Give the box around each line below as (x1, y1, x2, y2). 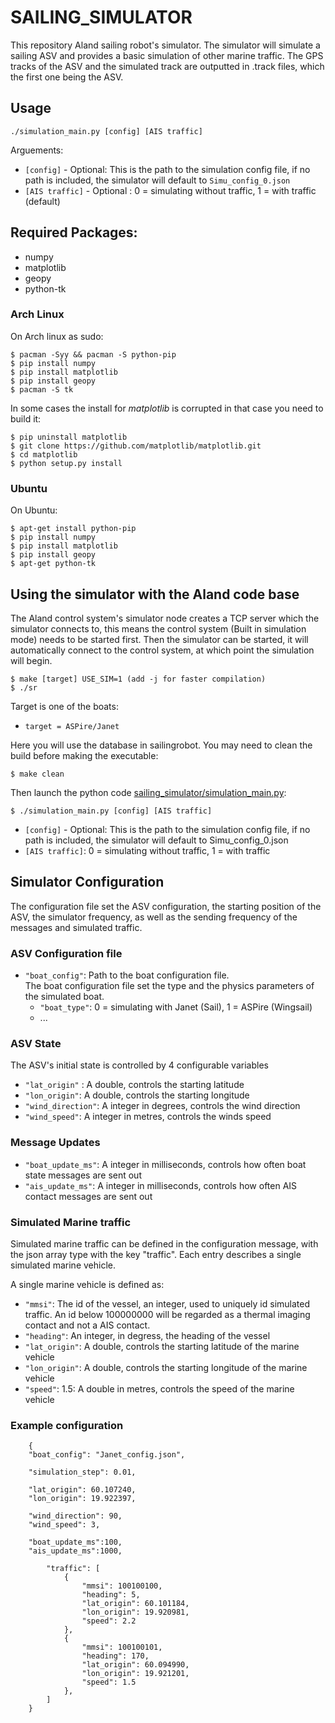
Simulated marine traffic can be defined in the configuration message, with (10, 1237, 319, 1250)
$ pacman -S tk (10, 384, 74, 395)
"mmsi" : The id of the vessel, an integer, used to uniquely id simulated (24, 1297, 311, 1310)
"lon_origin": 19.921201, (81, 1669, 190, 1679)
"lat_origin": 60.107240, (28, 1485, 137, 1495)
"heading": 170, (81, 1651, 150, 1661)
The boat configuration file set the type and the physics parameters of (24, 980, 315, 992)
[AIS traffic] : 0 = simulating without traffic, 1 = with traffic (24, 844, 271, 856)
